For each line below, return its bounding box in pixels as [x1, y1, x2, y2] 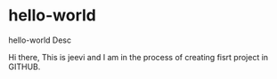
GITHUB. [8, 61, 41, 72]
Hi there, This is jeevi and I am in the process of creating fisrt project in [8, 51, 269, 62]
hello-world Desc [8, 35, 72, 45]
